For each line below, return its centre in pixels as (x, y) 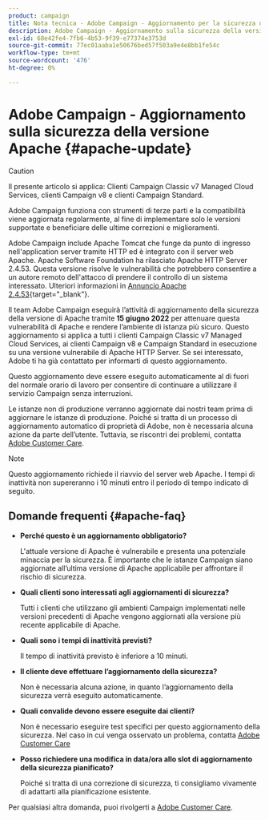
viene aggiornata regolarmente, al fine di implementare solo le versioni (124, 219)
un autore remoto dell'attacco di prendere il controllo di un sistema (118, 277)
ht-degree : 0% (32, 68)
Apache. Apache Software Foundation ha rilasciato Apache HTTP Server (128, 260)
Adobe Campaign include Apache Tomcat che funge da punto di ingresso (129, 243)
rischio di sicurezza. (53, 576)
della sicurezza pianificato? (67, 767)
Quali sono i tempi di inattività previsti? (86, 640)
